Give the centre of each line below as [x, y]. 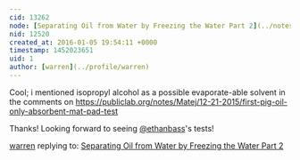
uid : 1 [21, 59]
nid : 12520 [29, 34]
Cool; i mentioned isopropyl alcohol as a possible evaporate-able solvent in [147, 92]
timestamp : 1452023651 [51, 51]
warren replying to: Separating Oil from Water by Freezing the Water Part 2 [146, 145]
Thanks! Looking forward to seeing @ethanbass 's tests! [112, 128]
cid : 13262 [29, 17]
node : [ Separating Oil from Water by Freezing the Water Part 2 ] [133, 26]
